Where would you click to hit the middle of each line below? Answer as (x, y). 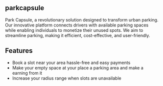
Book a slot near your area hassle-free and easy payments (71, 63)
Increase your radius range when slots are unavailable (67, 78)
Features (19, 51)
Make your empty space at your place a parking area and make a (78, 67)
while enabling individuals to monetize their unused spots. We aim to (74, 30)
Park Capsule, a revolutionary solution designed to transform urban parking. (82, 20)
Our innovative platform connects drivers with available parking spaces (77, 25)
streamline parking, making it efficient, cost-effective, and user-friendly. (78, 35)
